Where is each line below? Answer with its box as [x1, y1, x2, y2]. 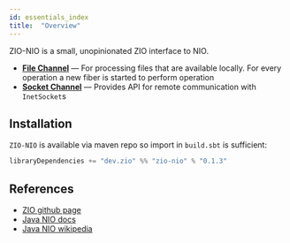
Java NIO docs [21, 214, 77, 224]
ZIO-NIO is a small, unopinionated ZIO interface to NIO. [9, 45, 210, 56]
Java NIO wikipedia [21, 224, 93, 234]
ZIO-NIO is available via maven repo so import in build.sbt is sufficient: [9, 140, 268, 150]
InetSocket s [21, 90, 66, 102]
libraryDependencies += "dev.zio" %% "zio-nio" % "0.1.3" [9, 156, 227, 166]
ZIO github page [21, 205, 81, 215]
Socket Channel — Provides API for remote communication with [21, 81, 256, 92]
